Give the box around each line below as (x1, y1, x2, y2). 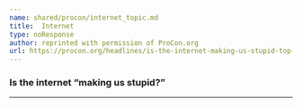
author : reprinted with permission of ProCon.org (9, 38, 200, 48)
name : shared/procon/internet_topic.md (9, 13, 159, 22)
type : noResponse (9, 30, 75, 39)
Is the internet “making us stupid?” (9, 76, 166, 89)
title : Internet (9, 22, 75, 31)
